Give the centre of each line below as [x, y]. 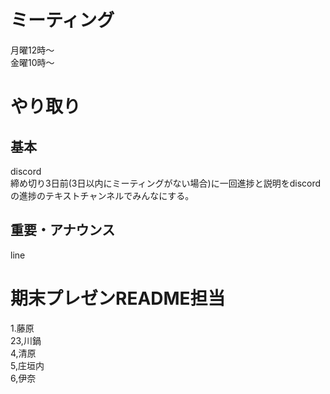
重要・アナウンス [63, 230]
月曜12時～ [32, 50]
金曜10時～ [32, 62]
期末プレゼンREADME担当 [118, 298]
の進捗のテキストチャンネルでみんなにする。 [102, 195]
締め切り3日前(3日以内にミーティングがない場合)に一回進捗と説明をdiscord [166, 183]
